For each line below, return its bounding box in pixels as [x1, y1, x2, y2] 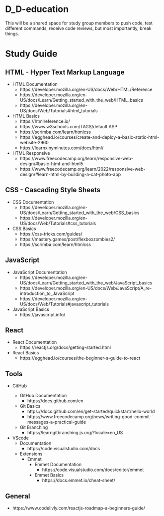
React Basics [12, 350, 39, 356]
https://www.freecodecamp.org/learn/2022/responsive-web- [19, 166, 146, 172]
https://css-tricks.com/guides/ [19, 231, 82, 237]
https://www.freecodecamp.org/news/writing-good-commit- [27, 414, 152, 420]
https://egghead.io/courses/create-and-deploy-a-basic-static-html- [19, 134, 160, 140]
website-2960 [19, 139, 49, 145]
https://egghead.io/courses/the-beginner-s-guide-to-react [19, 355, 141, 361]
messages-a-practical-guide [27, 419, 86, 425]
